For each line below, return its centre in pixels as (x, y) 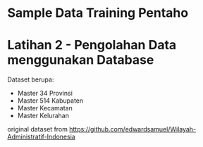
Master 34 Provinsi (45, 94)
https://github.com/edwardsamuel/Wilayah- (133, 129)
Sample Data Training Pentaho (98, 13)
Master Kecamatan (45, 108)
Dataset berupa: (31, 79)
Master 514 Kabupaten (50, 101)
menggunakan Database (81, 60)
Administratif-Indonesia (41, 137)
